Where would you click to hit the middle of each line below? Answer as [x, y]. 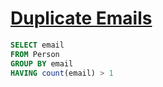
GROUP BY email [42, 63]
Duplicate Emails [81, 18]
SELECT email [37, 45]
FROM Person [35, 54]
